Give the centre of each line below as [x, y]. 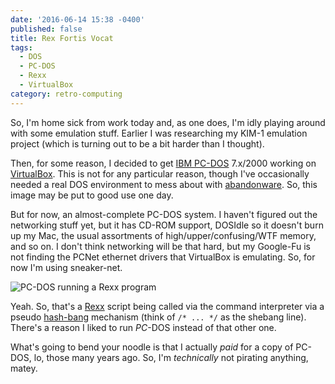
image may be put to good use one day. [92, 195]
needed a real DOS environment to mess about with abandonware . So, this [164, 184]
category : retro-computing [66, 94]
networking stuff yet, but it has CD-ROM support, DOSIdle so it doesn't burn [167, 225]
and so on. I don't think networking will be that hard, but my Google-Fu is [160, 246]
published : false [46, 29]
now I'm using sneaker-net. [66, 267]
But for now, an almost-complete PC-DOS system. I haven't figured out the [164, 214]
